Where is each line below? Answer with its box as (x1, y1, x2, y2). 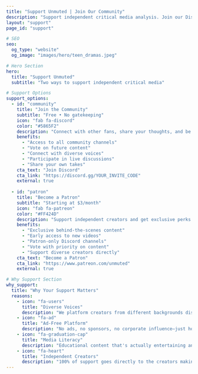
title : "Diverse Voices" (21, 304, 83, 310)
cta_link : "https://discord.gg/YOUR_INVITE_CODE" (16, 173, 141, 178)
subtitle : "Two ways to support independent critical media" (11, 79, 165, 86)
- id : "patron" (11, 189, 49, 195)
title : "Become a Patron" (16, 194, 81, 200)
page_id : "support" (6, 25, 54, 31)
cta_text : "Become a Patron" (16, 255, 88, 261)
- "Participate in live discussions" (21, 156, 115, 162)
